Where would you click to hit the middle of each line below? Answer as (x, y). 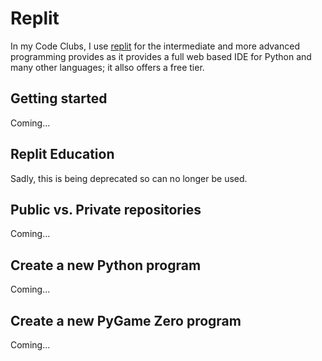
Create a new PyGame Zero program (126, 320)
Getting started (59, 98)
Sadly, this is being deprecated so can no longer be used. (129, 178)
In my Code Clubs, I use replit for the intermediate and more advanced (155, 46)
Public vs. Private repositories (106, 209)
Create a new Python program (106, 265)
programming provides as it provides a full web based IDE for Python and (161, 56)
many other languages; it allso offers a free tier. (107, 67)
